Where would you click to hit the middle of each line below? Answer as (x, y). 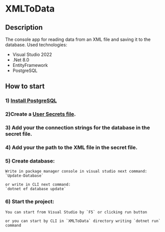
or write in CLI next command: (38, 185)
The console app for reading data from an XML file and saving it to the (78, 39)
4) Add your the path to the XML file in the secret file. (71, 147)
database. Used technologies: (36, 45)
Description (24, 27)
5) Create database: (30, 161)
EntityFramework (30, 65)
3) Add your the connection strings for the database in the (78, 128)
